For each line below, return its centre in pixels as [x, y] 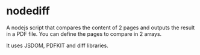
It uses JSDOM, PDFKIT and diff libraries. [57, 45]
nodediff [28, 11]
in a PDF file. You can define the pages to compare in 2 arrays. [84, 33]
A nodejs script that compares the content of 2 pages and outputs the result [101, 27]
